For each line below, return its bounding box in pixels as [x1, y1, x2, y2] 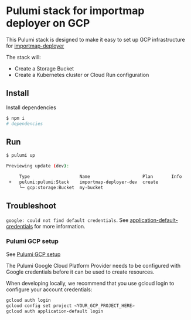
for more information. [34, 223, 86, 230]
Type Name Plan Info [19, 174, 182, 180]
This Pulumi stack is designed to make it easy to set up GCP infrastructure [6, 36, 186, 43]
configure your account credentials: [6, 286, 93, 293]
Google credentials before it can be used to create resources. [6, 268, 155, 275]
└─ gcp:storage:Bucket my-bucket [19, 184, 104, 190]
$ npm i [6, 115, 25, 121]
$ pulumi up [6, 153, 35, 159]
